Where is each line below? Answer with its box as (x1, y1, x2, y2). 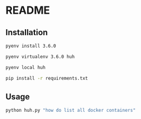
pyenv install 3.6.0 (5, 43, 57, 49)
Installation (5, 27, 48, 37)
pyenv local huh (5, 64, 46, 70)
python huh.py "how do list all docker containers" (5, 108, 136, 114)
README (5, 4, 50, 17)
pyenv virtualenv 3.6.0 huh (5, 54, 75, 59)
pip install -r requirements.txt (5, 75, 88, 81)
